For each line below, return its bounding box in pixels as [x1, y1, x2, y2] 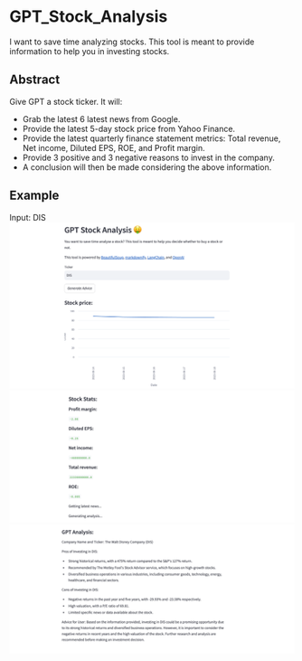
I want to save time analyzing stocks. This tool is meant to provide [9, 36, 255, 47]
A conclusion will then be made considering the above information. [22, 161, 272, 173]
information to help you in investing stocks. [9, 45, 170, 56]
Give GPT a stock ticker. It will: [9, 96, 123, 107]
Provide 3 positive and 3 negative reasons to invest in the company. [22, 152, 276, 163]
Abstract [9, 72, 61, 88]
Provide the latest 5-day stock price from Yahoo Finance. [22, 123, 236, 134]
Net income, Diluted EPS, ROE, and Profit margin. [22, 142, 205, 153]
